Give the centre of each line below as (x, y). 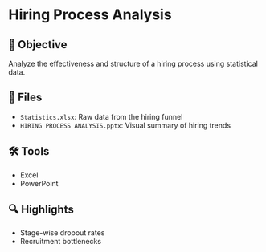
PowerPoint (39, 183)
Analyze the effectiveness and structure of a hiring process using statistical (133, 63)
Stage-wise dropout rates (62, 233)
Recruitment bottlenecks (61, 242)
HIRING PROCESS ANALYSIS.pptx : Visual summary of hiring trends (125, 125)
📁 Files (25, 98)
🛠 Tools (29, 151)
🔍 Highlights (41, 210)
